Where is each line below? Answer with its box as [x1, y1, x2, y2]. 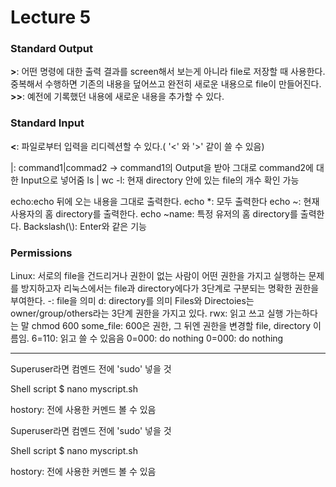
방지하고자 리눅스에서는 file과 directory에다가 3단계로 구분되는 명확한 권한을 [20, 282, 320, 295]
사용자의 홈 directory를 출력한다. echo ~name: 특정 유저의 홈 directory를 [10, 207, 298, 220]
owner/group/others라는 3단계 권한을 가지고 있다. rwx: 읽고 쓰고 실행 [10, 307, 284, 320]
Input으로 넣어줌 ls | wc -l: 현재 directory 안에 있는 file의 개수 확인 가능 [20, 174, 300, 186]
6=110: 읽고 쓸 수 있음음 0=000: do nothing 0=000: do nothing [31, 332, 284, 345]
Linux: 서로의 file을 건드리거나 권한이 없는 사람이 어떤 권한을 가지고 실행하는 [10, 270, 307, 282]
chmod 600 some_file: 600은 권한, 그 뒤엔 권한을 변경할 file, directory [31, 320, 312, 332]
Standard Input [10, 116, 85, 130]
